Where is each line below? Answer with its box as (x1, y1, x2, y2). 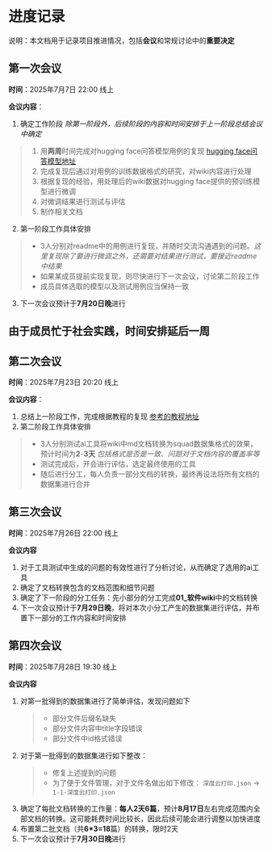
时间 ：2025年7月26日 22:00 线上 (8, 528, 119, 538)
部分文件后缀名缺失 (52, 713, 117, 723)
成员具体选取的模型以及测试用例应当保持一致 (40, 281, 190, 291)
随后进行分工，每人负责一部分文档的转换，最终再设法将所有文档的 (40, 469, 260, 479)
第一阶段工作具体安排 (19, 224, 91, 233)
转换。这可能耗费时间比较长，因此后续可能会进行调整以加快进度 (48, 813, 261, 824)
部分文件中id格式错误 (52, 733, 123, 743)
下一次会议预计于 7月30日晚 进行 (19, 833, 127, 844)
